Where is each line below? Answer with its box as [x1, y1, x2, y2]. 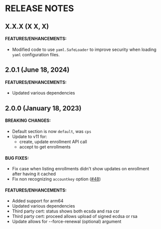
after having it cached [12, 171, 56, 177]
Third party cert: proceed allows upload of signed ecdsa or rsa [12, 213, 138, 219]
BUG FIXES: [5, 155, 29, 161]
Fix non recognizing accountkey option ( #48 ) [12, 176, 101, 182]
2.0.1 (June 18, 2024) [5, 66, 70, 74]
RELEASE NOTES [5, 3, 74, 14]
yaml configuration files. [12, 51, 60, 57]
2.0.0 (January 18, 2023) [5, 104, 81, 112]
